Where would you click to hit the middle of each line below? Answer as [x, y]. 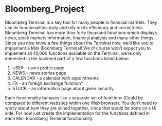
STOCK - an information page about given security [63, 88]
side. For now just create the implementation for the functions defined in [77, 113]
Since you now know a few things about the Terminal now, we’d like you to [80, 43]
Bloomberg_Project [45, 9]
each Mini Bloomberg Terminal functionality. [49, 118]
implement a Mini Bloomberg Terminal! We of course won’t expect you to [78, 48]
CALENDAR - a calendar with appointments [55, 78]
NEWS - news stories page [39, 73]
